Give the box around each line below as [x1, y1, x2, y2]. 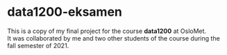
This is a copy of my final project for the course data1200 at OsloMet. [7, 27, 207, 35]
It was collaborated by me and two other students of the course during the [7, 34, 220, 42]
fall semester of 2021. [7, 41, 69, 49]
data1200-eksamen [7, 4, 123, 20]
